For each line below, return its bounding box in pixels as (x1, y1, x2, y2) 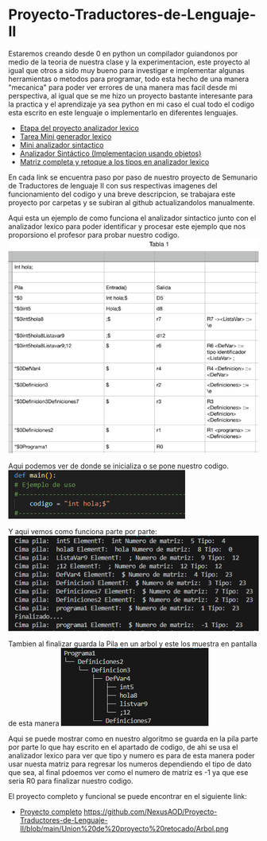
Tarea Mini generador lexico (19, 131, 112, 141)
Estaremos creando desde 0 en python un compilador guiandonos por (8, 48, 238, 58)
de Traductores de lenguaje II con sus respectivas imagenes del (8, 180, 218, 190)
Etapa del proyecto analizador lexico (19, 123, 139, 133)
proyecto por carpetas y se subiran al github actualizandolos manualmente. (8, 197, 256, 207)
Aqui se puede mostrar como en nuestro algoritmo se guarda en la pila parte (8, 734, 258, 743)
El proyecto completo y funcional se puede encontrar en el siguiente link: (8, 791, 248, 800)
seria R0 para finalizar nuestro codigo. (8, 776, 133, 785)
